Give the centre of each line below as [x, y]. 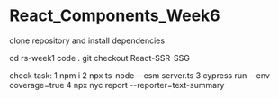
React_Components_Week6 [115, 16]
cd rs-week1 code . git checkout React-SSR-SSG [100, 58]
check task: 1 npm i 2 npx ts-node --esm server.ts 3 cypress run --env [139, 75]
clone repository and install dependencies [87, 40]
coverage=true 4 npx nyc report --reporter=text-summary [117, 85]
